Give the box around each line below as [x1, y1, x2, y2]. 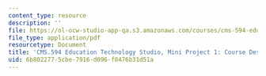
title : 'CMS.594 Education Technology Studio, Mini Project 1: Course [8, 48, 246, 56]
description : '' [8, 19, 62, 27]
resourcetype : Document [8, 41, 87, 49]
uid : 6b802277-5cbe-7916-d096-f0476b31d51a [8, 56, 154, 64]
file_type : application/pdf [8, 33, 101, 42]
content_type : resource [8, 11, 87, 20]
